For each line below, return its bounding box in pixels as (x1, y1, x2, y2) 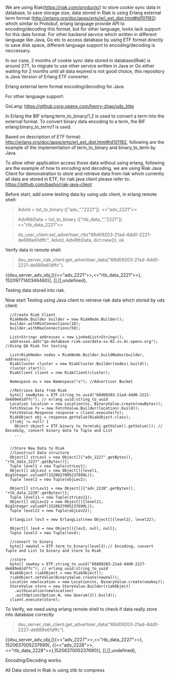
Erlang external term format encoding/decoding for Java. (5, 83, 125, 90)
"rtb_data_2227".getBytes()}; (5, 459, 70, 464)
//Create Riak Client (10, 312, 56, 317)
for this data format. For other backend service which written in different (5, 32, 157, 37)
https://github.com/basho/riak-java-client (5, 182, 92, 187)
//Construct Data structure (10, 450, 70, 455)
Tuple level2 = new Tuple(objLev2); (10, 477, 88, 482)
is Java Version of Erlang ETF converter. (5, 74, 90, 79)
